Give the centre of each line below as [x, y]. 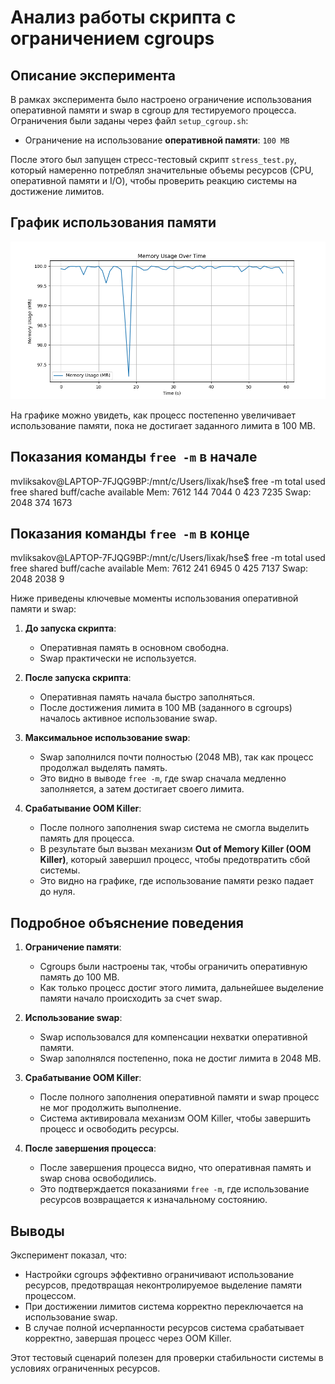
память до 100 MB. [79, 977]
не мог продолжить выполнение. [110, 1108]
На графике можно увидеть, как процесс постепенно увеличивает [153, 415]
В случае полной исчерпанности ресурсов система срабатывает [164, 1328]
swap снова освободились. [98, 1178]
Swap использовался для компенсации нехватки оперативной [173, 1037]
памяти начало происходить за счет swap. [131, 998]
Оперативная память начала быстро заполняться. [147, 697]
